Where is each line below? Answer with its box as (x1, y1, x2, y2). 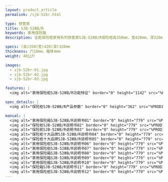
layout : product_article (5, 7, 57, 13)
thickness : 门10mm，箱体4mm (5, 49, 61, 54)
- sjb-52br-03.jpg (9, 76, 48, 82)
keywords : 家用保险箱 (5, 31, 46, 36)
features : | (5, 86, 30, 91)
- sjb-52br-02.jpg (9, 72, 48, 77)
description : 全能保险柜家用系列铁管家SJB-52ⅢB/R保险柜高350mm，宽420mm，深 (5, 35, 154, 40)
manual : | (5, 113, 26, 118)
